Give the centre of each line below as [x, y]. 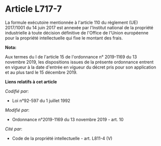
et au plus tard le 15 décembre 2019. [41, 72]
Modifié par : [17, 110]
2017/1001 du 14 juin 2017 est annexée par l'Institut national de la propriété [79, 27]
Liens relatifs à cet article [31, 82]
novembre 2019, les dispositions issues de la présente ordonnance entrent [79, 62]
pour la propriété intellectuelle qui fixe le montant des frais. [64, 38]
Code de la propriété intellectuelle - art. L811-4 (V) [62, 138]
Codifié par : [17, 91]
